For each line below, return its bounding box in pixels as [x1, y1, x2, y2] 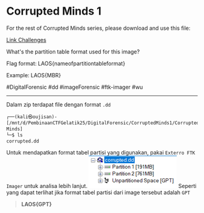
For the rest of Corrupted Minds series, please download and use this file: [6, 24, 191, 32]
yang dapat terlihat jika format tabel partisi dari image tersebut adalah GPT [6, 189, 190, 196]
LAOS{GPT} [21, 200, 52, 208]
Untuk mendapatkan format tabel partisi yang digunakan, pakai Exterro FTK [6, 148, 195, 156]
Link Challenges [6, 36, 47, 43]
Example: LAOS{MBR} [6, 71, 61, 79]
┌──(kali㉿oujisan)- [6, 114, 58, 120]
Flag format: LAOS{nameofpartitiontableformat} [6, 60, 126, 67]
